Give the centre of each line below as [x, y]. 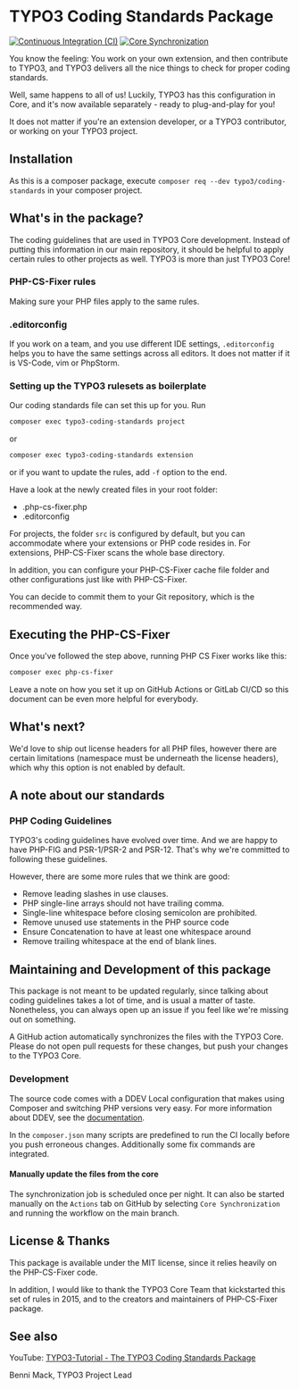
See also [33, 1336]
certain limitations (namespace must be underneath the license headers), [144, 757]
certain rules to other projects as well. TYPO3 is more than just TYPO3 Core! [150, 259]
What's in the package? [77, 218]
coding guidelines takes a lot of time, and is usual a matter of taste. [133, 1000]
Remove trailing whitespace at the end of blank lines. [119, 941]
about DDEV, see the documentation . [77, 1117]
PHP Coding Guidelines [61, 821]
